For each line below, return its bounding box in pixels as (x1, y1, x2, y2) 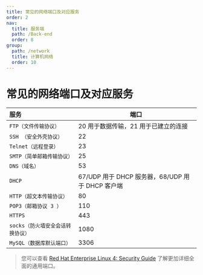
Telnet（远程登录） (9, 143, 59, 150)
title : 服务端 (11, 25, 45, 32)
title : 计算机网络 (11, 54, 53, 60)
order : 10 (11, 59, 36, 65)
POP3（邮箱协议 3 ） (9, 203, 62, 210)
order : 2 (6, 14, 28, 21)
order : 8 (11, 37, 34, 43)
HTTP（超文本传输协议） (9, 193, 68, 200)
